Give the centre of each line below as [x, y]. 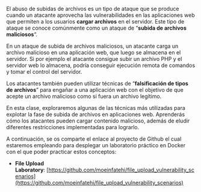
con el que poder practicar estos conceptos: [61, 152]
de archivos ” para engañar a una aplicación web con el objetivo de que [95, 90]
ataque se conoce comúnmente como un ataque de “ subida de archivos [96, 28]
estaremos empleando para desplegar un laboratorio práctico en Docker [96, 145]
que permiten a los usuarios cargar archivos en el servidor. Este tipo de [95, 21]
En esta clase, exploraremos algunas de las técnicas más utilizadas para [96, 108]
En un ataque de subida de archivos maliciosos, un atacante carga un [92, 46]
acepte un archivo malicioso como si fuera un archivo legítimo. [84, 96]
